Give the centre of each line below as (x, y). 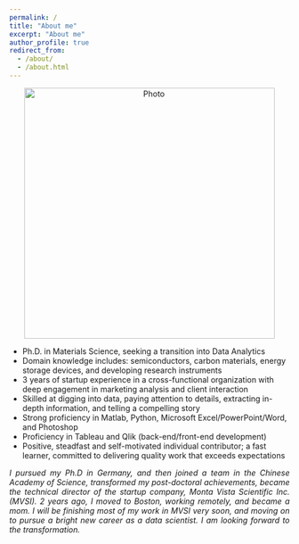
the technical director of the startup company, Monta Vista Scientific (141, 491)
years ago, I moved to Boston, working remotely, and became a (169, 501)
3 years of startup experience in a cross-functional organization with (148, 379)
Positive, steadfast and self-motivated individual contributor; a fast (144, 446)
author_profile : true (49, 42)
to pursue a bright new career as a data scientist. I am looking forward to (149, 520)
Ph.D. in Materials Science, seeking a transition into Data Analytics (143, 351)
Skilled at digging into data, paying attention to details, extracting (141, 399)
